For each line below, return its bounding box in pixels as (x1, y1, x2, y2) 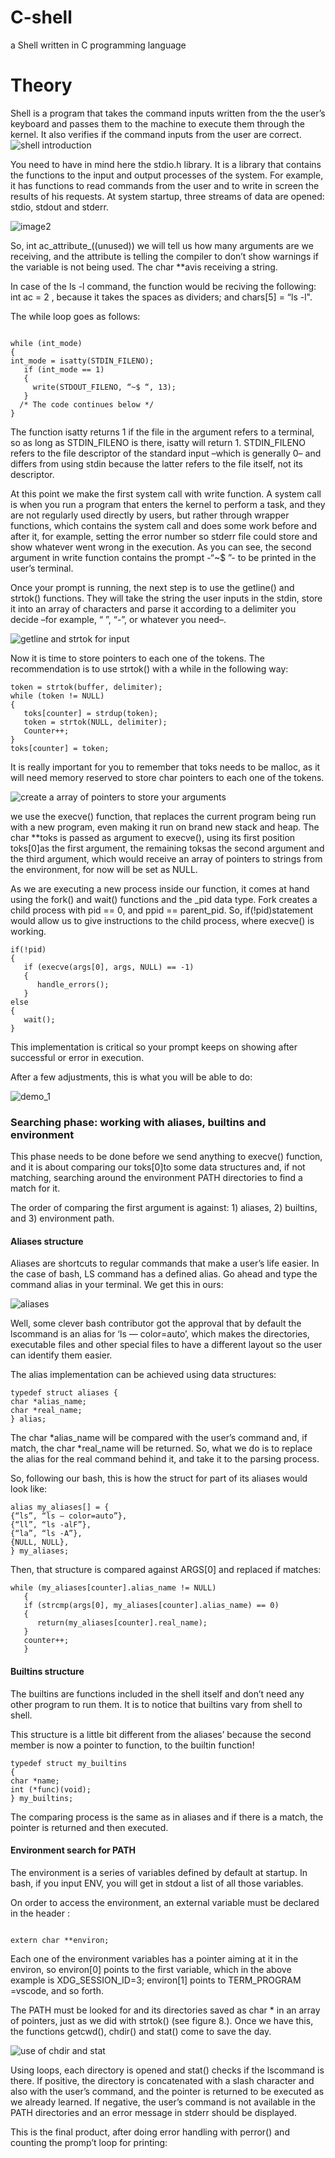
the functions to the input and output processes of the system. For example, (10, 169, 324, 181)
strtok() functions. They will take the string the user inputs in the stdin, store (10, 592, 323, 604)
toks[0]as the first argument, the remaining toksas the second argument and (10, 842, 325, 854)
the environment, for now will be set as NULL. (10, 863, 198, 875)
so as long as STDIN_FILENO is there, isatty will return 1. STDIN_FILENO (10, 436, 307, 448)
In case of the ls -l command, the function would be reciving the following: (10, 280, 317, 292)
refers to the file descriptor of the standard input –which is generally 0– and (10, 447, 322, 459)
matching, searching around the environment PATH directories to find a (10, 1172, 303, 1184)
